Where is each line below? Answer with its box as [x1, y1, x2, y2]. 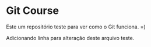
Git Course [6, 4, 59, 17]
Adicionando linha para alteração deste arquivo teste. [6, 34, 135, 41]
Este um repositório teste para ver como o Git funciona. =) [6, 23, 146, 30]
